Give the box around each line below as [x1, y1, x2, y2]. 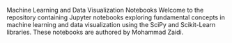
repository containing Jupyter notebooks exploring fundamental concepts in [6, 13, 226, 21]
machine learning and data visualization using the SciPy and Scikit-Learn [6, 21, 216, 28]
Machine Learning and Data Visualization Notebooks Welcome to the [6, 6, 204, 14]
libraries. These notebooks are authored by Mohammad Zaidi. [6, 28, 184, 36]
